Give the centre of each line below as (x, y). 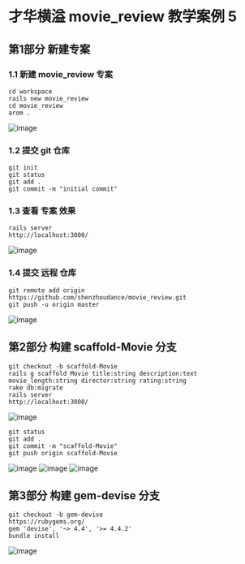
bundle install (34, 536)
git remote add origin (47, 290)
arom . (19, 113)
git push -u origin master (54, 304)
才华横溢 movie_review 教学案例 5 (123, 17)
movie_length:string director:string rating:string (97, 381)
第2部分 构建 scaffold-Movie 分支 (92, 347)
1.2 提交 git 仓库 (39, 150)
